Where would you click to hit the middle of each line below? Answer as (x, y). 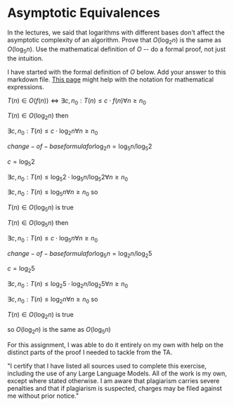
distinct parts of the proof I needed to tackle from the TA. (90, 352)
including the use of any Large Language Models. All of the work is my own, (117, 373)
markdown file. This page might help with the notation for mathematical (111, 79)
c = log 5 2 (21, 162)
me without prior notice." (43, 396)
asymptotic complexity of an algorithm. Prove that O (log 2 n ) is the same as (114, 40)
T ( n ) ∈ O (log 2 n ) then (38, 116)
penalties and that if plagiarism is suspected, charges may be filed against (115, 389)
